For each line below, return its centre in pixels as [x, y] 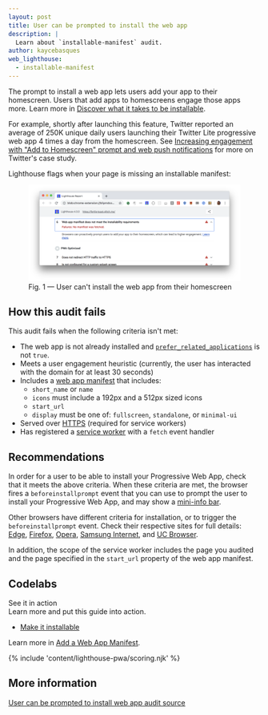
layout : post [30, 17]
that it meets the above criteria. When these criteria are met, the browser [128, 485]
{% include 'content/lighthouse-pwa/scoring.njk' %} [94, 658]
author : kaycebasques [44, 51]
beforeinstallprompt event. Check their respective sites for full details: [125, 526]
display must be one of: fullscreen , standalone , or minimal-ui [134, 415]
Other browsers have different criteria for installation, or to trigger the [122, 518]
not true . [34, 355]
